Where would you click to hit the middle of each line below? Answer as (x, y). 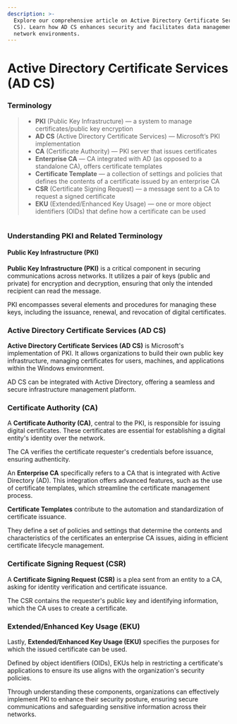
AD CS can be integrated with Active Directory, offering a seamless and (111, 382)
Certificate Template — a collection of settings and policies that (129, 173)
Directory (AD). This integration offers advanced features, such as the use (115, 481)
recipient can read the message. (54, 291)
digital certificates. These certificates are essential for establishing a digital (116, 431)
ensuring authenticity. (39, 460)
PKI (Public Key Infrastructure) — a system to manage (114, 121)
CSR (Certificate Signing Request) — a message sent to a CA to (127, 189)
